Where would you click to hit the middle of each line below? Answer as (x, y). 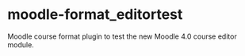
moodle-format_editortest (95, 15)
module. (21, 44)
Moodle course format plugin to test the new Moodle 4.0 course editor (122, 36)
